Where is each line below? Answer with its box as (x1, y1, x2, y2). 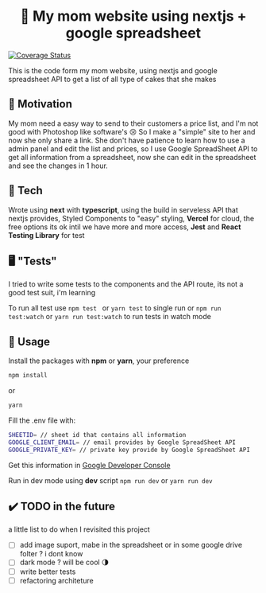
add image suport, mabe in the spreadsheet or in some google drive (19, 540, 243, 550)
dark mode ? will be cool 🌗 (19, 557, 110, 568)
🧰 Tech (8, 184, 44, 197)
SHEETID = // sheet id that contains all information (8, 431, 187, 439)
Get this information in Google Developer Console (8, 460, 171, 470)
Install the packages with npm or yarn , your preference (8, 356, 190, 365)
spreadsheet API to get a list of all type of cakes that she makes (8, 74, 217, 84)
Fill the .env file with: (8, 415, 76, 425)
